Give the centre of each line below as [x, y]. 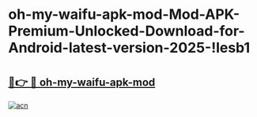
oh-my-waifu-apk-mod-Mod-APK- [124, 15]
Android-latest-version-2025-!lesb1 [129, 48]
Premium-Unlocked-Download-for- [127, 31]
